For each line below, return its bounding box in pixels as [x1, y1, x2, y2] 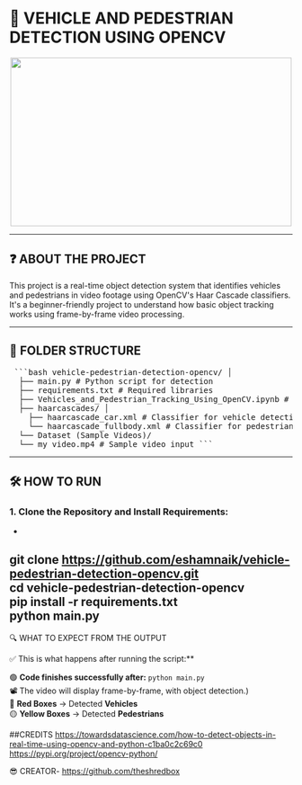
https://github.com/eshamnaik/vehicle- [61, 552, 290, 567]
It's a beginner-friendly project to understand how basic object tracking [9, 299, 274, 309]
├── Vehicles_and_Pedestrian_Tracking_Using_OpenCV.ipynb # [18, 394, 289, 404]
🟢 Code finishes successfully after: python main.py [9, 672, 205, 682]
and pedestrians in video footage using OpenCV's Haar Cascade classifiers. [9, 290, 291, 300]
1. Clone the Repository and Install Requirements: [9, 505, 229, 518]
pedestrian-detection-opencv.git [9, 566, 200, 581]
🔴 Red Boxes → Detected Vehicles [9, 699, 138, 709]
